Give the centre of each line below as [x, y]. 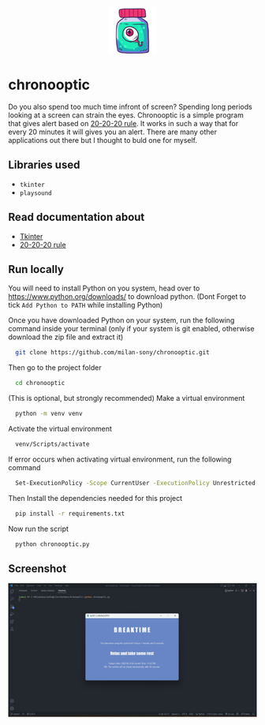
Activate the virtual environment [60, 429]
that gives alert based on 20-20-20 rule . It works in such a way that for [123, 123]
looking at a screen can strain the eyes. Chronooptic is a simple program [126, 115]
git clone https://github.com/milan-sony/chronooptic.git [113, 353]
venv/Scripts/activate [52, 444]
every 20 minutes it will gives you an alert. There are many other [112, 132]
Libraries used [44, 165]
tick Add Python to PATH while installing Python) [86, 305]
